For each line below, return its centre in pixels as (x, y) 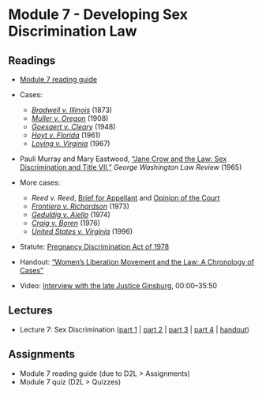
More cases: (40, 182)
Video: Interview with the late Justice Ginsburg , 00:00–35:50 (118, 285)
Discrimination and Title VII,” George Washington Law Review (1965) (131, 167)
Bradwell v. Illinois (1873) (72, 110)
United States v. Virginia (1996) (82, 231)
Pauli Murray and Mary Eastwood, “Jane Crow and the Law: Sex (123, 159)
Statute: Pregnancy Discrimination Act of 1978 (94, 247)
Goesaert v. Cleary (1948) (73, 127)
